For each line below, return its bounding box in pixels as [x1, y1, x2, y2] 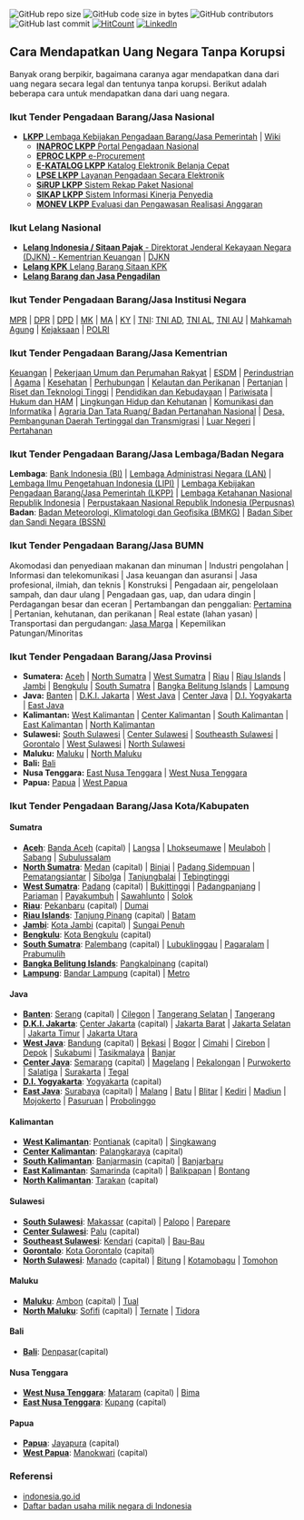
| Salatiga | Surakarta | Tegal [22, 1067, 129, 1078]
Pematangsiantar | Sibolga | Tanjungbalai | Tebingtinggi [22, 872, 230, 883]
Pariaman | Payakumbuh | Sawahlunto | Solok [22, 891, 193, 902]
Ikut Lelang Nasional [9, 222, 102, 234]
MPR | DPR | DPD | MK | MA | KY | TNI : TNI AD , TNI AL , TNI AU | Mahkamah [9, 314, 292, 325]
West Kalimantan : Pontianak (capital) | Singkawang [22, 1136, 217, 1148]
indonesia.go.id [22, 1490, 81, 1502]
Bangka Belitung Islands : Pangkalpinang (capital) [22, 958, 209, 969]
